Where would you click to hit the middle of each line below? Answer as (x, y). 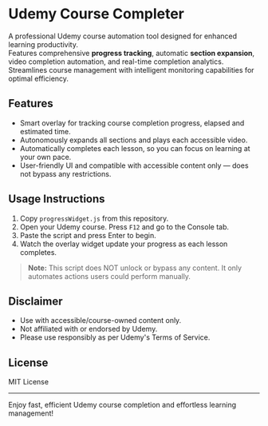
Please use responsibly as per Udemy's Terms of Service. (115, 337)
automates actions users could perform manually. (109, 276)
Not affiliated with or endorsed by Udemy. (89, 329)
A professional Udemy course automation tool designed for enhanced (123, 36)
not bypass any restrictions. (65, 173)
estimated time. (45, 131)
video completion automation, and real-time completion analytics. (116, 62)
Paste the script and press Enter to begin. (88, 235)
